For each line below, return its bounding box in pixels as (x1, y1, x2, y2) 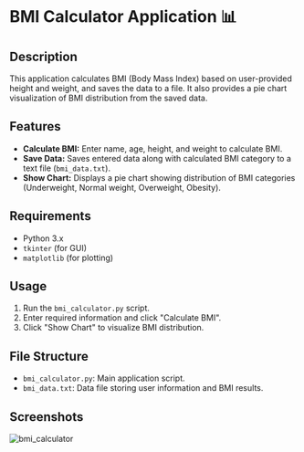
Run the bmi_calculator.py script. (22, 302, 151, 314)
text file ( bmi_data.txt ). (22, 163, 111, 173)
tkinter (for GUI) (22, 242, 88, 253)
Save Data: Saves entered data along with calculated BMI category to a (22, 152, 292, 163)
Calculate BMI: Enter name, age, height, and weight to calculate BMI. (22, 142, 283, 154)
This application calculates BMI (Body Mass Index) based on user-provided (9, 73, 292, 84)
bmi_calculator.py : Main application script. (22, 373, 185, 384)
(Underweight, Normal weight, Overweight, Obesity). (22, 182, 222, 193)
